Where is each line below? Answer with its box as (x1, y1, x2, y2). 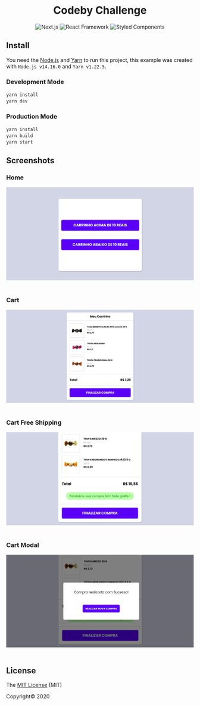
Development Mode (6, 77, 64, 86)
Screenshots (6, 155, 55, 166)
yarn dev (6, 98, 28, 104)
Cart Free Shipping (6, 418, 62, 427)
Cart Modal (6, 540, 39, 549)
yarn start (6, 139, 33, 145)
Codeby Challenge (53, 4, 147, 17)
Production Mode (6, 112, 58, 120)
